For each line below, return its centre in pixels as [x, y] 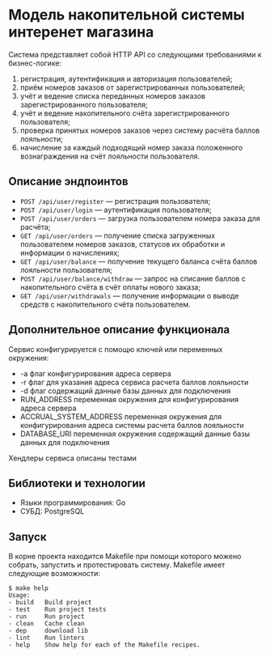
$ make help [28, 588]
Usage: [19, 596]
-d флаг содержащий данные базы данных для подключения [125, 391]
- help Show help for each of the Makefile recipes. [104, 645]
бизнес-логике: [35, 63]
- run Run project [46, 617]
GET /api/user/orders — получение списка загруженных [118, 235]
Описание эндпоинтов [68, 182]
